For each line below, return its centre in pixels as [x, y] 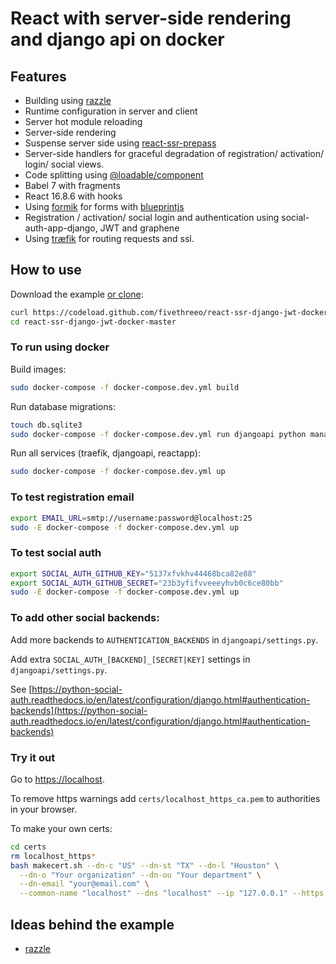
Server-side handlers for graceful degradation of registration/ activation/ [174, 153]
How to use [46, 270]
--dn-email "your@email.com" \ [84, 884]
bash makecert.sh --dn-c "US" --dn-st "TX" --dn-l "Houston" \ [145, 865]
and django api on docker [117, 39]
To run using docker [60, 347]
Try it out [33, 757]
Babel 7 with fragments [72, 185]
